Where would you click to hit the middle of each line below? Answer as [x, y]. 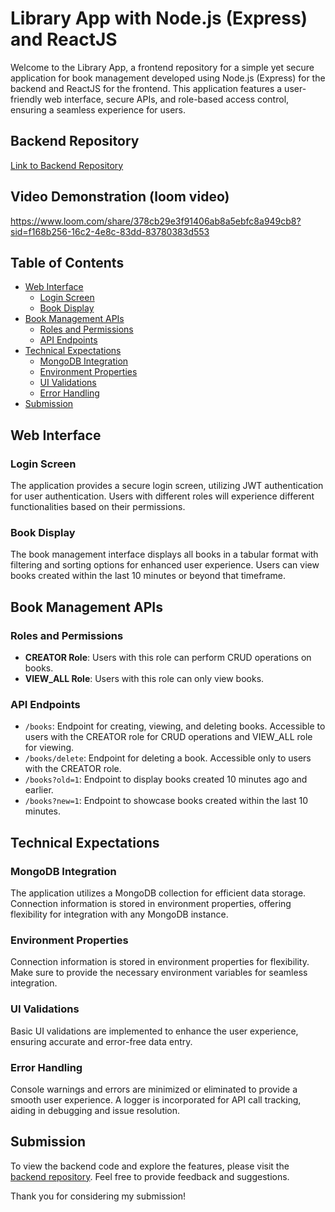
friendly [26, 99]
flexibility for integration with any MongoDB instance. [119, 914]
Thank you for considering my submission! [98, 1196]
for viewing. [49, 748]
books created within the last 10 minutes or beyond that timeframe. [148, 576]
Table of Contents [67, 262]
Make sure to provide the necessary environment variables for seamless [159, 973]
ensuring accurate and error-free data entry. [101, 1041]
